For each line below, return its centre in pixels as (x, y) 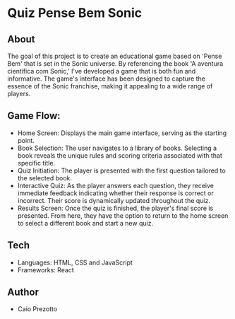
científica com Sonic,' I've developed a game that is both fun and (102, 71)
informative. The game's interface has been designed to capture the (107, 79)
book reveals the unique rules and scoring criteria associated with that (120, 155)
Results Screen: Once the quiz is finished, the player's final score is (115, 208)
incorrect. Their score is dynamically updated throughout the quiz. (114, 200)
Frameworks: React (46, 269)
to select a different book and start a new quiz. (85, 223)
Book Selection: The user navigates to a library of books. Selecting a (117, 148)
